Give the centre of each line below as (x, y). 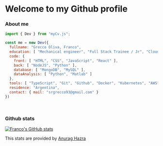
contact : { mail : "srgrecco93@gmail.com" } (54, 92)
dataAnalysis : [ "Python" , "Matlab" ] (53, 74)
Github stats (20, 118)
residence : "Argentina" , (34, 88)
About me (17, 24)
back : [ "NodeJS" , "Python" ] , (45, 65)
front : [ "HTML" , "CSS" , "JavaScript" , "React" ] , (66, 61)
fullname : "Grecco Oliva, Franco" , (45, 47)
